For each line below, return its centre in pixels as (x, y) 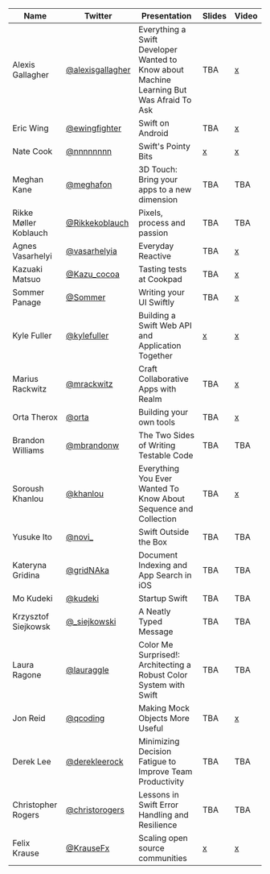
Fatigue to (157, 762)
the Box (152, 542)
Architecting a (164, 665)
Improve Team (165, 771)
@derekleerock (94, 762)
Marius (25, 379)
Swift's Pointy (164, 146)
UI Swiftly (156, 302)
